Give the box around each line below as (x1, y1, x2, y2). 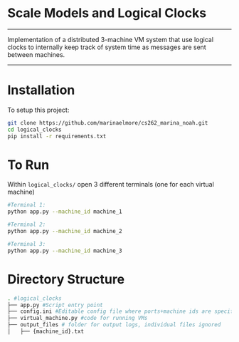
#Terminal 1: (7, 202, 46, 209)
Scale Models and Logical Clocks (7, 5, 207, 21)
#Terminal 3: (7, 240, 46, 247)
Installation (7, 82, 75, 98)
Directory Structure (7, 271, 125, 287)
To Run (7, 157, 50, 172)
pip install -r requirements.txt (7, 133, 107, 140)
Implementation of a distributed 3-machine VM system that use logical (7, 35, 214, 43)
